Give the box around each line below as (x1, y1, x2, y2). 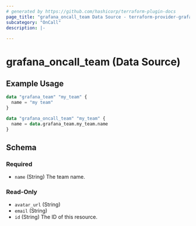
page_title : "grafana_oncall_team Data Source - (6, 14, 127, 20)
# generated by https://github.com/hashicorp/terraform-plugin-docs (6, 8, 176, 15)
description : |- (6, 25, 45, 31)
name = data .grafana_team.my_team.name (11, 121, 108, 127)
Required (6, 160, 33, 168)
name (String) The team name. (14, 173, 86, 180)
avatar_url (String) (14, 201, 61, 208)
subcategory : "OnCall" (6, 19, 61, 25)
